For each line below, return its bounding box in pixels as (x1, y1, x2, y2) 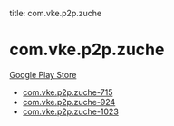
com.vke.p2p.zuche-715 (22, 86, 113, 98)
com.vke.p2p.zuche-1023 (22, 106, 120, 117)
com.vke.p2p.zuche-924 (22, 96, 116, 107)
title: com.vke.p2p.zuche (9, 8, 102, 18)
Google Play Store (9, 69, 77, 80)
